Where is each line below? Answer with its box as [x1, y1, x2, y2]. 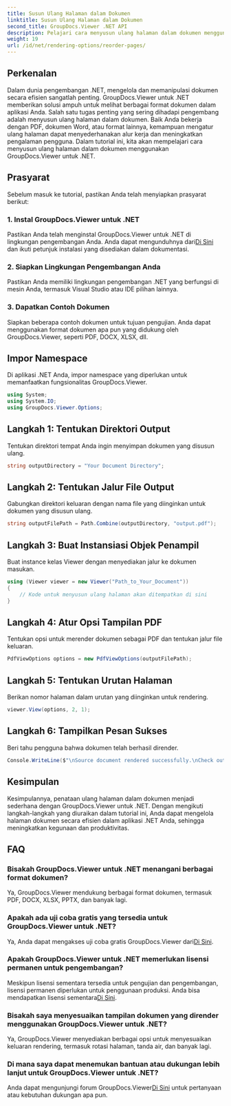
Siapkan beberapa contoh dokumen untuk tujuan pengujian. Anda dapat [7, 318, 211, 326]
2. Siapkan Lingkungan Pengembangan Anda [7, 262, 161, 272]
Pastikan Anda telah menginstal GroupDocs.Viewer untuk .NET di [7, 230, 191, 238]
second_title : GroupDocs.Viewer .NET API [7, 23, 128, 30]
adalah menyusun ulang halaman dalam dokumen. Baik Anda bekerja [7, 115, 203, 123]
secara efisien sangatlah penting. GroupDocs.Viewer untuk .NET [7, 93, 190, 101]
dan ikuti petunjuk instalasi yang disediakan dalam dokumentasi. [7, 245, 189, 253]
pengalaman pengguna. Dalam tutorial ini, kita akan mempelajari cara [7, 137, 203, 145]
